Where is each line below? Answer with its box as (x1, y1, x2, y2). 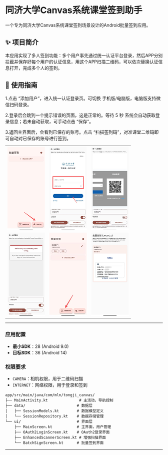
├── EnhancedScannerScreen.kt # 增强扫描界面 (14, 435, 106, 440)
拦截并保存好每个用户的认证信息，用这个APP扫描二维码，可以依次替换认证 (5, 59, 158, 65)
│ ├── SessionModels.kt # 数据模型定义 (5, 408, 104, 413)
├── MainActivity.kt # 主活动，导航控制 (5, 397, 113, 403)
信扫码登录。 (5, 101, 31, 108)
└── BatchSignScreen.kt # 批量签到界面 (14, 440, 104, 445)
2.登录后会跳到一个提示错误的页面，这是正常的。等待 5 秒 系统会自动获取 (5, 112, 156, 118)
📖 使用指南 (5, 81, 37, 90)
